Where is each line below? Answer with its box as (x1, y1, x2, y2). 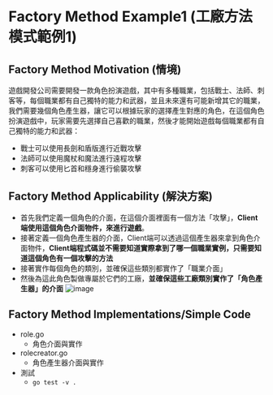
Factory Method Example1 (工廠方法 (8, 7, 253, 26)
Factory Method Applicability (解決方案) (8, 190, 213, 204)
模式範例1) (8, 28, 77, 46)
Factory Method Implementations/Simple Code (8, 307, 252, 321)
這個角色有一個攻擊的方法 (27, 253, 114, 263)
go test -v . (32, 378, 77, 386)
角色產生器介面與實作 (32, 358, 104, 367)
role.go (19, 329, 45, 339)
